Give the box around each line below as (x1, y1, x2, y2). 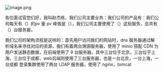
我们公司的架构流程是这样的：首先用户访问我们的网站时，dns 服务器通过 (5, 37, 151, 43)
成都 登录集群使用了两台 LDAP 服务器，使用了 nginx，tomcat (9, 61, 132, 67)
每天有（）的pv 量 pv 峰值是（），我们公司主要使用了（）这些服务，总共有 (9, 21, 158, 26)
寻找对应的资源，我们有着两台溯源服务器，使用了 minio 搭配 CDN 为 (21, 43, 159, 49)
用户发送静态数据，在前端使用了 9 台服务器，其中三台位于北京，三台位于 (5, 49, 151, 55)
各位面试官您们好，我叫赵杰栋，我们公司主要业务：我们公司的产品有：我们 (5, 15, 155, 20)
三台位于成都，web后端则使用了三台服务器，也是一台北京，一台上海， (13, 55, 155, 61)
